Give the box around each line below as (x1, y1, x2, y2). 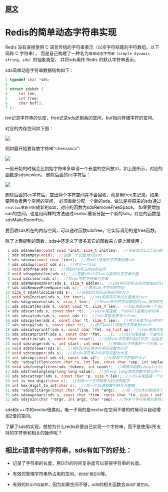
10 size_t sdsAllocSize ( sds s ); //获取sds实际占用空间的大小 (5, 290, 129, 295)
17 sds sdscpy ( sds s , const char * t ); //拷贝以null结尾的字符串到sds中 (5, 322, 151, 328)
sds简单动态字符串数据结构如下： (5, 67, 74, 74)
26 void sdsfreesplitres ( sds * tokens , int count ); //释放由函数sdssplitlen (5, 364, 165, 369)
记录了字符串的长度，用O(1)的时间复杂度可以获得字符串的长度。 (12, 460, 144, 466)
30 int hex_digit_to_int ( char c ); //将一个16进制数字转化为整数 (5, 383, 135, 388)
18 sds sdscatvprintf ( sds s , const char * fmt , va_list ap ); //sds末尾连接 (5, 327, 163, 332)
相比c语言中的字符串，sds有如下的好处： (5, 446, 132, 454)
